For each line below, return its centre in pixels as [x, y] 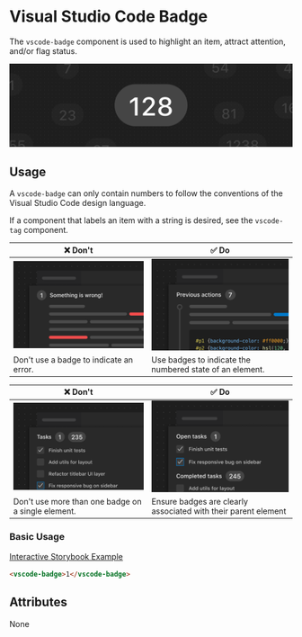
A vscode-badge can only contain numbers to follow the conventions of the [146, 193]
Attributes [38, 602]
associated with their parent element [219, 511]
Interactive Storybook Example [66, 556]
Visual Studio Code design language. [78, 203]
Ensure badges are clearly [200, 502]
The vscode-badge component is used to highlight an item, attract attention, [147, 41]
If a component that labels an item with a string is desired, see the [131, 220]
